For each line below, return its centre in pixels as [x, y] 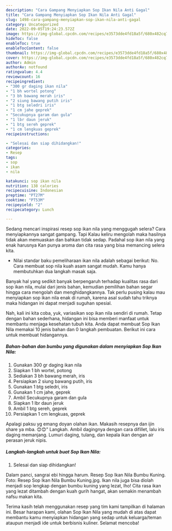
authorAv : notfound [27, 67]
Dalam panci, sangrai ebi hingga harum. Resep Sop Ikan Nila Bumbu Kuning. [86, 475]
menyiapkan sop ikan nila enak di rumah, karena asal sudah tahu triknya [81, 297]
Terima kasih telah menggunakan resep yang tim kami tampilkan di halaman [85, 506]
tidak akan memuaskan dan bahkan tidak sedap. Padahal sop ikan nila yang [85, 239]
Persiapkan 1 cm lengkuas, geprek [49, 414]
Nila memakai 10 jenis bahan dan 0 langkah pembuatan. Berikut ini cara [81, 329]
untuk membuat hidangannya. [37, 335]
